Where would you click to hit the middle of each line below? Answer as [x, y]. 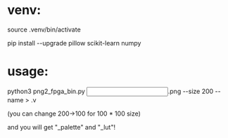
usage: [28, 71]
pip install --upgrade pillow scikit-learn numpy [74, 43]
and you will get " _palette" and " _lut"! [62, 127]
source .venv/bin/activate [44, 29]
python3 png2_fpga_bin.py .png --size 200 [110, 91]
